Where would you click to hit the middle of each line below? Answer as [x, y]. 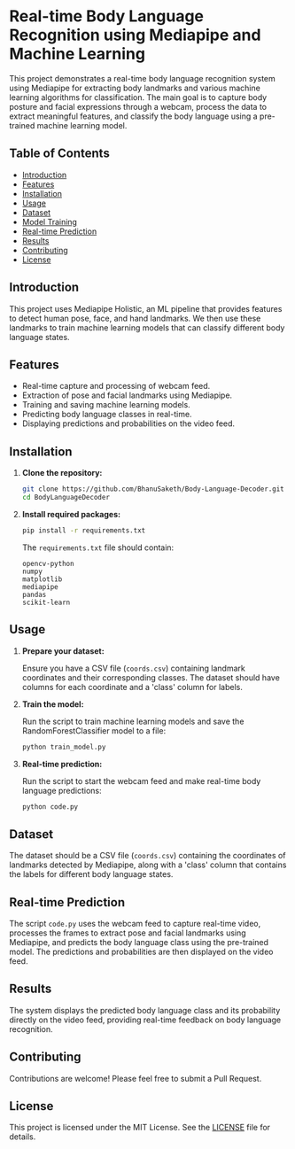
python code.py [50, 807]
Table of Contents [60, 154]
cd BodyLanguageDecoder [66, 498]
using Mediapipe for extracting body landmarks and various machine [135, 88]
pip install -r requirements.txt [84, 530]
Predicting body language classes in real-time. [107, 415]
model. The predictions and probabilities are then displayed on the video [141, 951]
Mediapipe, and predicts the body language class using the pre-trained [139, 942]
